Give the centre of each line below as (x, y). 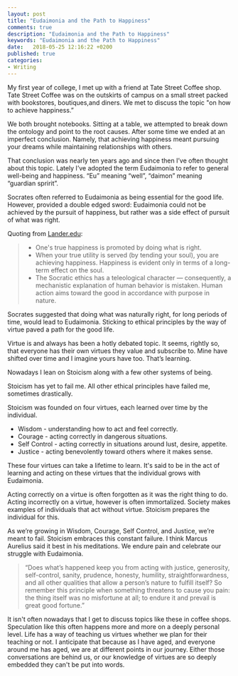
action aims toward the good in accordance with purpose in (122, 292)
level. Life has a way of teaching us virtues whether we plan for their (107, 634)
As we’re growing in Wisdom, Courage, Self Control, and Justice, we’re (111, 531)
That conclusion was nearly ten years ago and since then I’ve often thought (118, 160)
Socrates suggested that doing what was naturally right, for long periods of (117, 314)
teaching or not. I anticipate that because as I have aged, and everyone (111, 642)
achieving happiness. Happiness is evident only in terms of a (124, 262)
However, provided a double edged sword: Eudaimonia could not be (107, 205)
